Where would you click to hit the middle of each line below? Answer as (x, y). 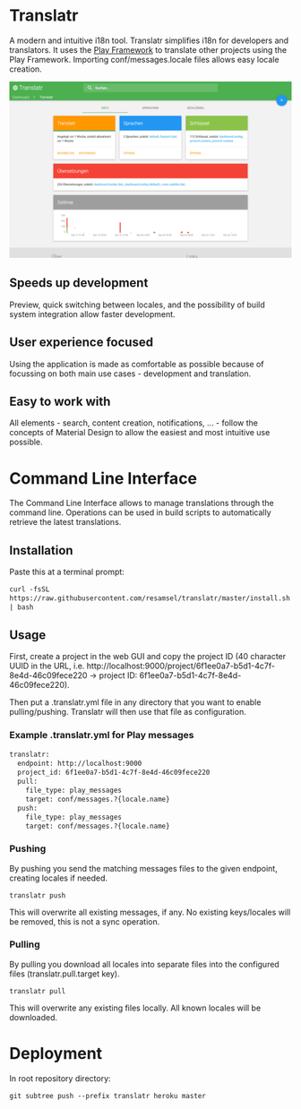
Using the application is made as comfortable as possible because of (137, 364)
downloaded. (34, 1017)
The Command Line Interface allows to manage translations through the (142, 503)
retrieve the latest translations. (65, 522)
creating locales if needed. (59, 878)
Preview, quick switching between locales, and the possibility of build (138, 305)
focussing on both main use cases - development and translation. (130, 374)
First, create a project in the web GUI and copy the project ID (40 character (148, 656)
